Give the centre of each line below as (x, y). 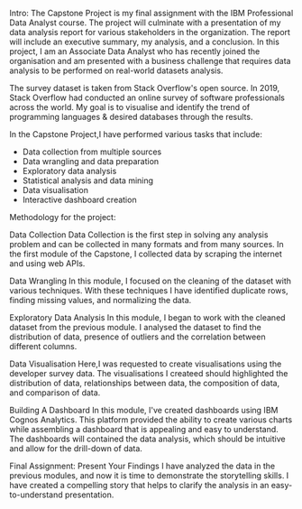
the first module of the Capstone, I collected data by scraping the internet (146, 254)
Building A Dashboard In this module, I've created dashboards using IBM (144, 410)
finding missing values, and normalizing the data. (101, 300)
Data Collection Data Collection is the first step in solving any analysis (139, 235)
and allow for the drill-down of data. (76, 449)
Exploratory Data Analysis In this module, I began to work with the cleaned (147, 318)
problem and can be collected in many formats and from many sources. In (146, 244)
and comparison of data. (55, 393)
